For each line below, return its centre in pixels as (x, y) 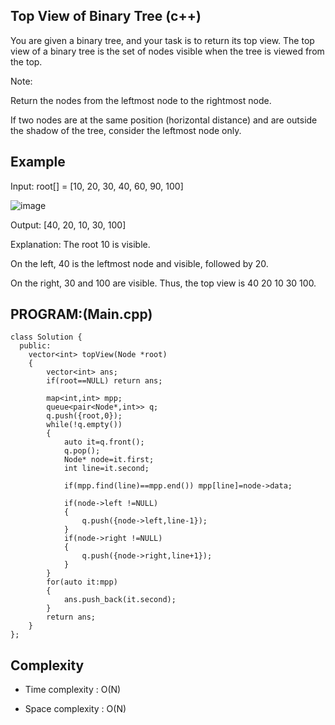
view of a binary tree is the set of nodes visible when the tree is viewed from (167, 51)
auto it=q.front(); (104, 442)
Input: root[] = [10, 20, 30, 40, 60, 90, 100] (97, 186)
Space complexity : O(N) (75, 709)
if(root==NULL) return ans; (104, 381)
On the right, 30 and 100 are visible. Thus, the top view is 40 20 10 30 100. (163, 283)
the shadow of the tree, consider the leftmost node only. (126, 130)
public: (35, 346)
